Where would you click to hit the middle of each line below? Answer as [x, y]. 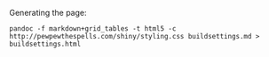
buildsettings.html [45, 44]
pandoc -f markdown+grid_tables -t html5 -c [93, 29]
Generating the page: [48, 13]
